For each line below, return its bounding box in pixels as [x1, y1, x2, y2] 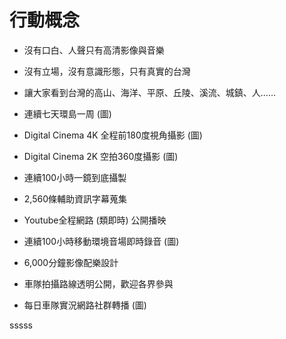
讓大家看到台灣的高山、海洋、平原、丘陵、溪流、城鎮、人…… [23, 86, 276, 98]
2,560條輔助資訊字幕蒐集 [23, 192, 127, 205]
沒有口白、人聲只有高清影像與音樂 [23, 44, 165, 56]
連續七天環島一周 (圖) [23, 107, 112, 120]
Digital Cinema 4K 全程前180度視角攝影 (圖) [23, 129, 203, 141]
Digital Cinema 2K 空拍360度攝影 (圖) [23, 150, 179, 162]
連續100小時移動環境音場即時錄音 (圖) [23, 235, 180, 247]
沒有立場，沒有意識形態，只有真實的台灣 [23, 65, 191, 77]
